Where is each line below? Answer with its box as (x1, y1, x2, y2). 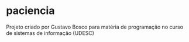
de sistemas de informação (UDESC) (6, 29, 95, 36)
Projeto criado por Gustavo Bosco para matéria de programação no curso (6, 23, 183, 30)
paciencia (6, 4, 55, 17)
